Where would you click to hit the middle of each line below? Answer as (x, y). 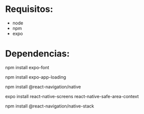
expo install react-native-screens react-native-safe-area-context (72, 96)
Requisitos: (29, 9)
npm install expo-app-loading (36, 77)
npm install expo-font (27, 67)
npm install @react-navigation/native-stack (49, 106)
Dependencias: (37, 54)
